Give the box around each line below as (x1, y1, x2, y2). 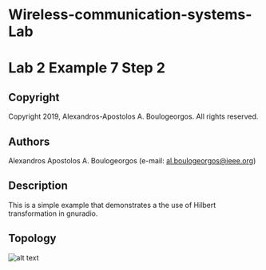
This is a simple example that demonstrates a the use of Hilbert (8, 200, 216, 209)
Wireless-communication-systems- (8, 6, 252, 24)
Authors (8, 135, 50, 148)
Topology (8, 232, 57, 245)
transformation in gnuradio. (8, 209, 98, 218)
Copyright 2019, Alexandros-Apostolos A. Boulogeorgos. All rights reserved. (8, 112, 259, 121)
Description (8, 179, 68, 193)
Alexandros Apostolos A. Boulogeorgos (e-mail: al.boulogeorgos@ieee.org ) (8, 156, 256, 165)
